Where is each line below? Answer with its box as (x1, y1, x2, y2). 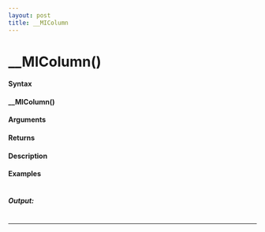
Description (8, 151, 48, 160)
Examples (8, 169, 42, 179)
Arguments (8, 115, 47, 124)
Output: (8, 196, 35, 205)
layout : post (8, 11, 51, 20)
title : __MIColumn (8, 19, 69, 27)
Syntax (8, 79, 32, 89)
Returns (8, 133, 35, 142)
